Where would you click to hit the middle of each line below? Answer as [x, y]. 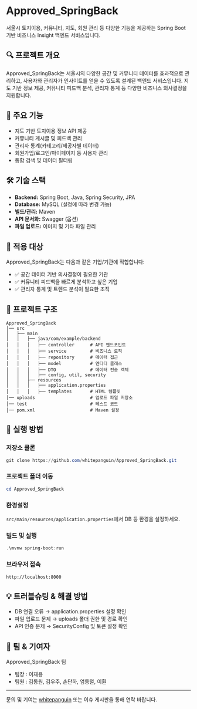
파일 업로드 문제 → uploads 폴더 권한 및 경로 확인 [71, 619]
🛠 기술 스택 [26, 180]
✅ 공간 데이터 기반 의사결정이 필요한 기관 [61, 275]
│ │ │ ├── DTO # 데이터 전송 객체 [67, 370]
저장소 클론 [21, 448]
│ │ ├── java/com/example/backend [53, 339]
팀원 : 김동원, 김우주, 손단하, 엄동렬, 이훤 [60, 681]
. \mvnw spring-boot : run [35, 548]
